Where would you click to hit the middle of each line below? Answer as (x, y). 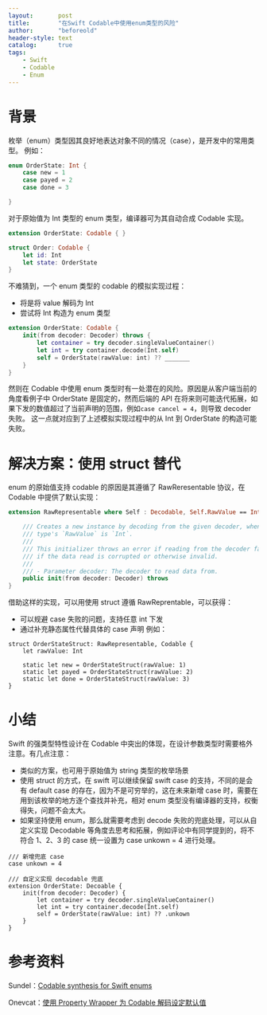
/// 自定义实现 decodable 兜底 (56, 880)
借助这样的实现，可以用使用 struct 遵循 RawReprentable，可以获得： (120, 602)
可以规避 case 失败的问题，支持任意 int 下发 (91, 619)
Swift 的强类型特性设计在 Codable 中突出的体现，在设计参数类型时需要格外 (131, 744)
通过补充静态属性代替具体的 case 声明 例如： (93, 629)
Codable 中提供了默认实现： (54, 497)
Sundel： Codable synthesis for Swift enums (80, 986)
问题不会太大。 (65, 810)
